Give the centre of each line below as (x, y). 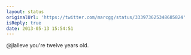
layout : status (25, 12)
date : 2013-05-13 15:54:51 (40, 28)
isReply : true (24, 23)
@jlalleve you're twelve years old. (48, 45)
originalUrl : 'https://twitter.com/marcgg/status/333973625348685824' (96, 17)
